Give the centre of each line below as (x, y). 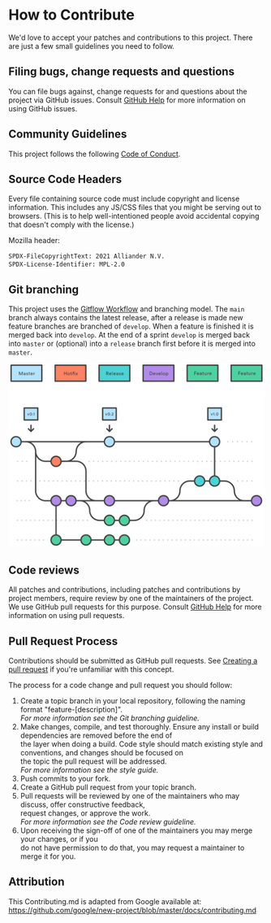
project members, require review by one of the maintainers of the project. (131, 599)
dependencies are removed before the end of (96, 736)
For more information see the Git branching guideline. (110, 718)
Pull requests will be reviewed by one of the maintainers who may (130, 796)
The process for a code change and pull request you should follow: (120, 686)
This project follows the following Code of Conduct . (95, 154)
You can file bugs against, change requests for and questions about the (128, 91)
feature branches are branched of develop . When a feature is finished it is (131, 326)
